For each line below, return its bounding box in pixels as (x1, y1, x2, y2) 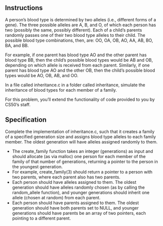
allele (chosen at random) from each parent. (12, 194, 101, 200)
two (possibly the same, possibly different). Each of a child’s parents (5, 27, 142, 33)
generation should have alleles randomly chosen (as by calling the (12, 184, 145, 190)
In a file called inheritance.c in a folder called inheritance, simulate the (5, 82, 145, 88)
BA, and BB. (5, 42, 29, 48)
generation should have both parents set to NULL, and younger (12, 205, 139, 210)
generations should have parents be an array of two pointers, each (12, 210, 146, 216)
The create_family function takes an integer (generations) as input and (12, 148, 153, 154)
